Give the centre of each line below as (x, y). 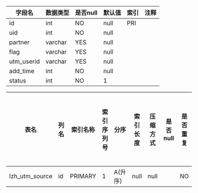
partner (19, 42)
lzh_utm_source (31, 176)
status (18, 81)
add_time (22, 71)
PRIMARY (83, 176)
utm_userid (24, 61)
